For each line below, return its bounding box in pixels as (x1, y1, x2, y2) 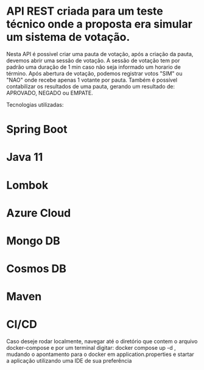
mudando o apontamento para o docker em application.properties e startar (6, 350, 195, 358)
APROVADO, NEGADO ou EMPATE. (6, 89, 93, 96)
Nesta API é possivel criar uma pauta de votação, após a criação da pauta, (6, 50, 194, 57)
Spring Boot (6, 123, 68, 137)
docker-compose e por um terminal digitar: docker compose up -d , (6, 344, 177, 352)
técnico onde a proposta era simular (6, 17, 193, 31)
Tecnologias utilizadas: (6, 101, 64, 108)
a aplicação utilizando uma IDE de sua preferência (6, 357, 132, 365)
